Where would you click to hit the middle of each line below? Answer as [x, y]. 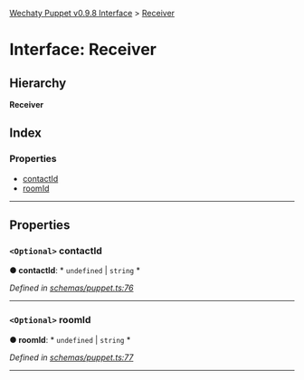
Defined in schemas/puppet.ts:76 [71, 288]
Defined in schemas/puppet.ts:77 [71, 357]
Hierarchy [38, 83]
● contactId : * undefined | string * [75, 271]
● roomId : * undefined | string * [70, 339]
